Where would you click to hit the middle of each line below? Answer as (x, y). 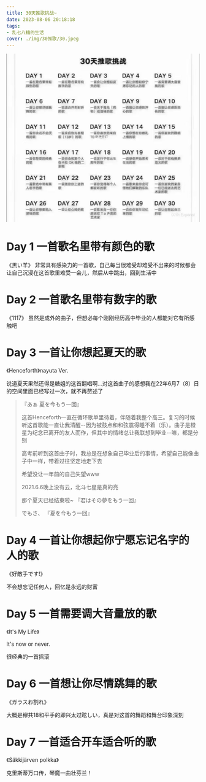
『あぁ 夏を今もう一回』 (52, 404)
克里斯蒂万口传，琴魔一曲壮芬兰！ (49, 773)
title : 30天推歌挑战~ (32, 13)
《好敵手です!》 (26, 573)
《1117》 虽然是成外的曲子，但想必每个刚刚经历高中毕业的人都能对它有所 (98, 318)
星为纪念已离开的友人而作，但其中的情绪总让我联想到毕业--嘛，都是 (107, 432)
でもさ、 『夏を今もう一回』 (57, 513)
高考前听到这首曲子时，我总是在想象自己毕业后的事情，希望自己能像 (107, 453)
